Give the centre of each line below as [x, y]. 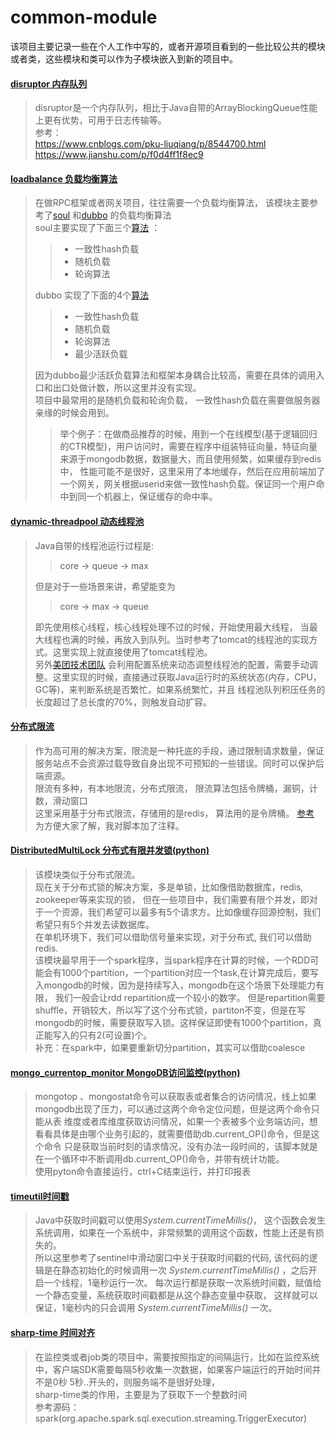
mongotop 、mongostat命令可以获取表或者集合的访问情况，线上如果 [175, 1097]
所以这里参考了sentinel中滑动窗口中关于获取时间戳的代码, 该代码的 [172, 1258]
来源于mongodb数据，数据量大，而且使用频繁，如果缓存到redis [190, 459]
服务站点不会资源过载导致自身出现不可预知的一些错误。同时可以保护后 [179, 763]
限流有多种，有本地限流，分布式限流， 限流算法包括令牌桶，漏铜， [172, 788]
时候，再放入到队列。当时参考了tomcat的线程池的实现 [198, 639]
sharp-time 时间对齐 [53, 1332]
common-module [84, 17]
